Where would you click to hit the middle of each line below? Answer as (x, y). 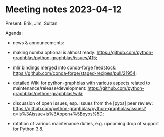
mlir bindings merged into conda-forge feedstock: (64, 67)
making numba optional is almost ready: (54, 52)
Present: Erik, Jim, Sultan (31, 23)
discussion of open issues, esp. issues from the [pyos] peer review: (83, 103)
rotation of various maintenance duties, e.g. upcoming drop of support (86, 123)
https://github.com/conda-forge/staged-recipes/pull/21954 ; (75, 73)
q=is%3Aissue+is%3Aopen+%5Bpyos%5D (58, 114)
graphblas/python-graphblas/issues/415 (54, 58)
